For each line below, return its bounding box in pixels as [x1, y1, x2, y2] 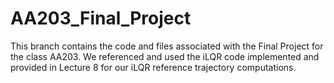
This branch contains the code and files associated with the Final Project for [10, 40, 324, 52]
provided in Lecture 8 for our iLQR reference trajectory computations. [10, 61, 297, 73]
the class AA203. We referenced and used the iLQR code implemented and [10, 50, 320, 62]
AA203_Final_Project [10, 7, 192, 30]
